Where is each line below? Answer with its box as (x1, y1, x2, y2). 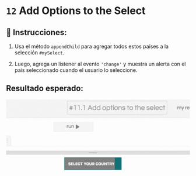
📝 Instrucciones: (6, 27, 67, 37)
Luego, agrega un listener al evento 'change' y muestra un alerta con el (14, 60, 186, 67)
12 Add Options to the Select (6, 4, 146, 18)
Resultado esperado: (6, 84, 83, 94)
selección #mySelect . (14, 49, 65, 56)
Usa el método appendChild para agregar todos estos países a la (14, 43, 169, 50)
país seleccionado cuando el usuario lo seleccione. (14, 67, 138, 74)
